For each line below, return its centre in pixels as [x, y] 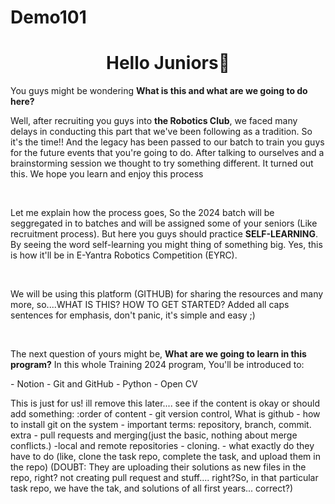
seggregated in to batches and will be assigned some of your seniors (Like [164, 223]
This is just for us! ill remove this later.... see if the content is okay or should [165, 403]
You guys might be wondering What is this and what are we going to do [159, 91]
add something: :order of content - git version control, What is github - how [165, 414]
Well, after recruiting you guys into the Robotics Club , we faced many [154, 121]
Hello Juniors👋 [168, 63]
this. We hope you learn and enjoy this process [107, 174]
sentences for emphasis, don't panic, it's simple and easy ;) [133, 315]
